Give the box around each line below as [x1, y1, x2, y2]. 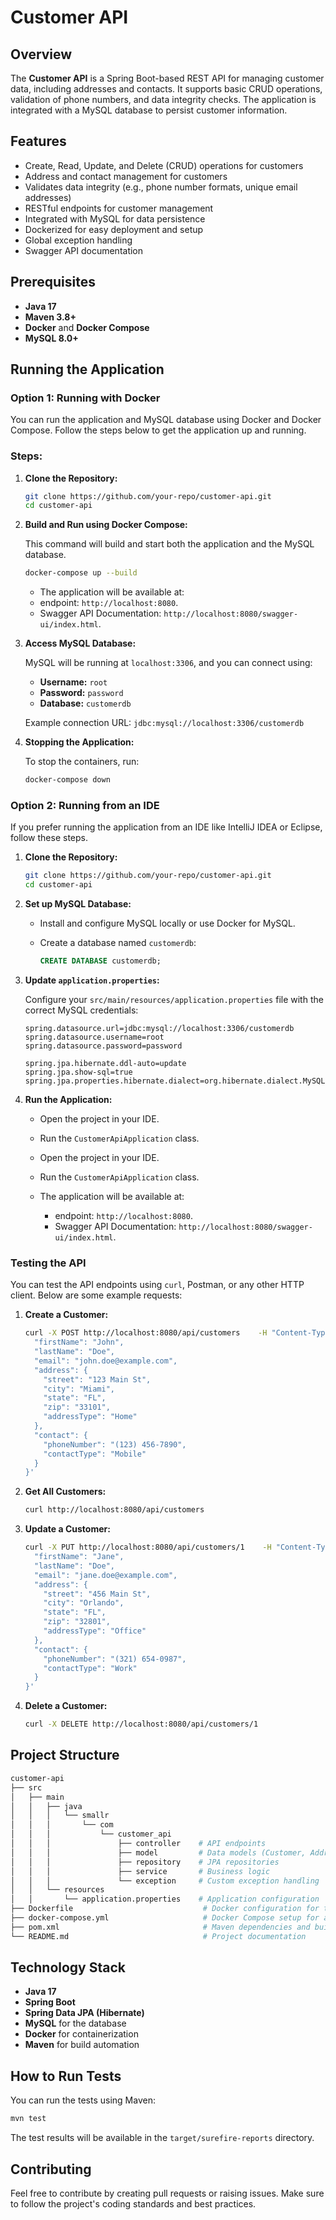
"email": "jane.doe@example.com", [34, 1570, 178, 1580]
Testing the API [10, 1256, 87, 1270]
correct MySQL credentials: [24, 1004, 139, 1016]
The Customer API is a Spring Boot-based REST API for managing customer [10, 72, 325, 84]
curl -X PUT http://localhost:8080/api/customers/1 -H [24, 1542, 272, 1553]
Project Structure [10, 1747, 120, 1764]
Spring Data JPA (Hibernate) [24, 2007, 145, 2019]
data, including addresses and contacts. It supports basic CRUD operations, [10, 83, 323, 95]
